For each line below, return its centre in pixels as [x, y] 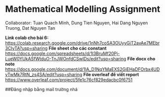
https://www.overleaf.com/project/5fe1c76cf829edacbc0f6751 [69, 80]
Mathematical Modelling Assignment [83, 9]
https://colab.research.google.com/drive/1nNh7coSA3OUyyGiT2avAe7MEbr [82, 43]
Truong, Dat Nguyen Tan [30, 28]
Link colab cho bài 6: [27, 38]
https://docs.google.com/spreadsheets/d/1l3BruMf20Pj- [62, 53]
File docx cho [141, 58]
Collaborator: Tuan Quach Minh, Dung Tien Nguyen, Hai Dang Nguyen [77, 23]
